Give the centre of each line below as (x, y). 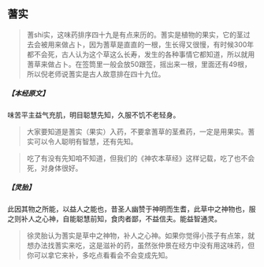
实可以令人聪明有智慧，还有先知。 (82, 141)
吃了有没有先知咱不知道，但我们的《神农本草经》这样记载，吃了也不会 (141, 158)
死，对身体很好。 (54, 168)
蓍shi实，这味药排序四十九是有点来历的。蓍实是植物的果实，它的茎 (135, 35)
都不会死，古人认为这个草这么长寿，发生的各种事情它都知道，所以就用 (141, 54)
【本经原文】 (28, 94)
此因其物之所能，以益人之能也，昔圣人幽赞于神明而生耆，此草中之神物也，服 (132, 209)
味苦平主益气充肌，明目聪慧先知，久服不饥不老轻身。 (94, 115)
